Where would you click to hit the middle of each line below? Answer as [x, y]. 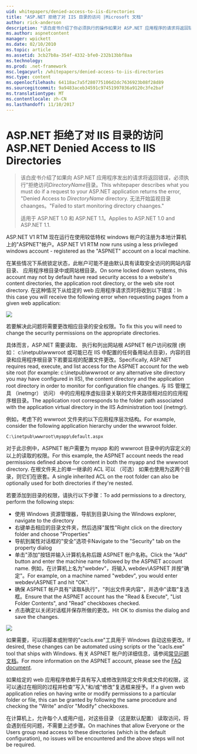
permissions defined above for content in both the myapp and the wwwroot [97, 463]
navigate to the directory [44, 521]
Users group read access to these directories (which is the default [86, 732]
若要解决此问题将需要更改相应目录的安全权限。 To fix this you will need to [94, 326]
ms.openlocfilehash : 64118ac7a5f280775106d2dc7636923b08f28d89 [85, 83]
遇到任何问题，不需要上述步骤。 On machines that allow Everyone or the [98, 726]
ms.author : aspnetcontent [38, 33]
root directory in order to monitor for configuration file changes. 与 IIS [90, 386]
